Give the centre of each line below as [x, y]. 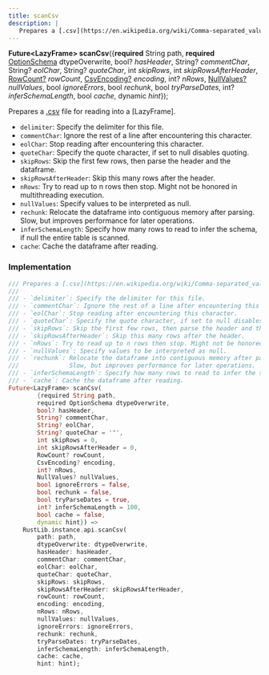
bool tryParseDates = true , [84, 500]
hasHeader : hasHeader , [75, 552]
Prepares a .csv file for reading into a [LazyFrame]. [92, 111]
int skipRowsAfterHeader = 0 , [87, 447]
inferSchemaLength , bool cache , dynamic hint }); [88, 96]
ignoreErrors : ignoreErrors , [86, 626]
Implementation [40, 267]
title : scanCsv [34, 16]
